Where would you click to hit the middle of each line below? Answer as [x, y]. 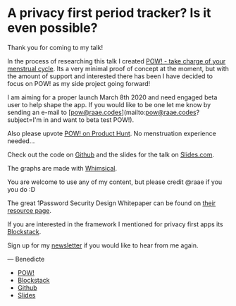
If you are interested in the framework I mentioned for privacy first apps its [115, 224]
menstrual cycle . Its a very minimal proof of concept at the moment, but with [118, 68]
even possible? [52, 28]
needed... [21, 141]
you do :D [21, 189]
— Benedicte [26, 259]
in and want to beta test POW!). [89, 120]
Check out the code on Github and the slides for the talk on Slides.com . [111, 154]
